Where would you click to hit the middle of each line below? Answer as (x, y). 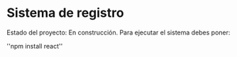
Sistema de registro (66, 13)
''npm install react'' (35, 46)
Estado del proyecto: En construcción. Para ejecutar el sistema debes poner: (118, 32)
